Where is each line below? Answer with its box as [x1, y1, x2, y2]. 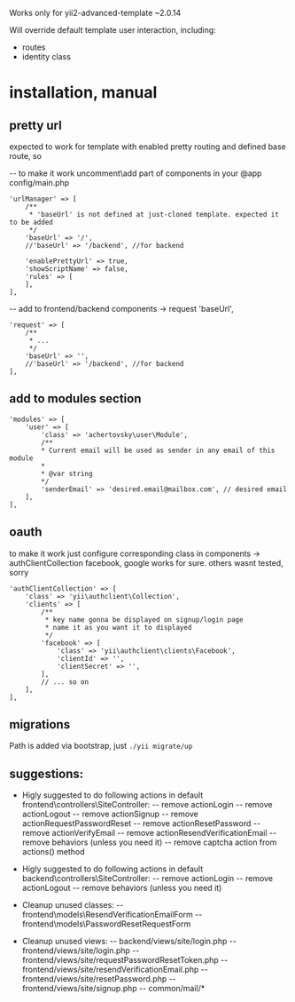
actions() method [21, 847, 86, 857]
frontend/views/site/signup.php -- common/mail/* [21, 983, 206, 994]
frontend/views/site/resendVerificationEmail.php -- [21, 964, 208, 975]
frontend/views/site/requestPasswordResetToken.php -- [21, 955, 229, 966]
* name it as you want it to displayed [44, 623, 192, 632]
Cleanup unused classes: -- [21, 900, 124, 911]
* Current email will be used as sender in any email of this [41, 446, 276, 455]
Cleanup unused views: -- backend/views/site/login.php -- [21, 936, 237, 947]
